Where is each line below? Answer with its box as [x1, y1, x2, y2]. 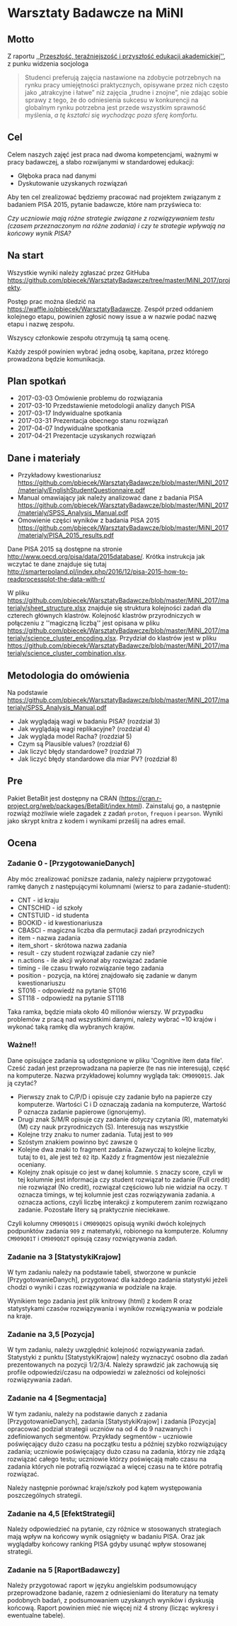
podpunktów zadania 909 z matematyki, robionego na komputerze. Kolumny [7, 1226, 229, 1235]
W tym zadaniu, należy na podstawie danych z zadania [7, 1409, 168, 1418]
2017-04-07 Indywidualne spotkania [17, 424, 124, 433]
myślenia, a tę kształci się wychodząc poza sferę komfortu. [24, 111, 198, 119]
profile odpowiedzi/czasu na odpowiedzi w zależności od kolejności [7, 1368, 206, 1377]
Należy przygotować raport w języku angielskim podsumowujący [7, 1581, 197, 1590]
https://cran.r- [120, 794, 163, 802]
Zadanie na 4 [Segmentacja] [7, 1394, 108, 1404]
